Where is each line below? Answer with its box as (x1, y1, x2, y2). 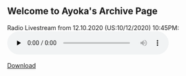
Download (7, 61, 37, 69)
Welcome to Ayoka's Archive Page (7, 5, 158, 17)
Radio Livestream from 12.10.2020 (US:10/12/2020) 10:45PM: (7, 23, 179, 31)
